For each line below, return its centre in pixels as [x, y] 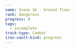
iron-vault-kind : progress [33, 38]
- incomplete [23, 28]
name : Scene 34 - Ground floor [38, 10]
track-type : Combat [26, 33]
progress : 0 [18, 19]
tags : [11, 24]
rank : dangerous [22, 14]
